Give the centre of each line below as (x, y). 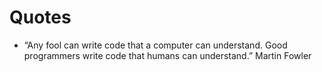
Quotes (40, 17)
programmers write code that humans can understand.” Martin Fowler (167, 55)
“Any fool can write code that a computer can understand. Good (155, 45)
